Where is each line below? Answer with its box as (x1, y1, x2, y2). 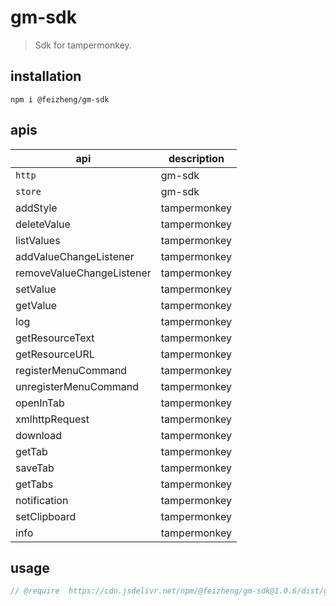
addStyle (15, 201, 58, 215)
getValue (15, 298, 58, 312)
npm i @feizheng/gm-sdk (10, 94, 110, 105)
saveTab (15, 461, 55, 475)
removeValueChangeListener (15, 266, 152, 280)
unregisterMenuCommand (15, 379, 140, 393)
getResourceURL (15, 347, 95, 361)
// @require (10, 586, 60, 596)
